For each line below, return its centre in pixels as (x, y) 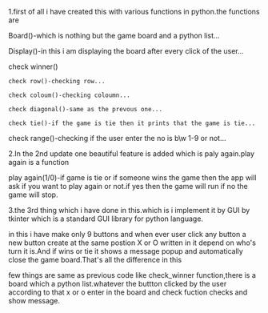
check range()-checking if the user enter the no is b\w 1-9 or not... (117, 138)
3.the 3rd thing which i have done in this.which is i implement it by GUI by (129, 210)
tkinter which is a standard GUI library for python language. (106, 219)
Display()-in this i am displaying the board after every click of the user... (126, 51)
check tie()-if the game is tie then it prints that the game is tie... (132, 123)
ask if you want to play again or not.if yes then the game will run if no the (128, 186)
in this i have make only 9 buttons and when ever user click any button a (127, 234)
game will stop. (33, 195)
